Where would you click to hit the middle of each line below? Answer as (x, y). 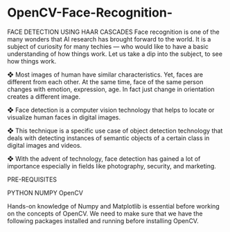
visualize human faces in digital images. (64, 117)
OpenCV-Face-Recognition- (90, 13)
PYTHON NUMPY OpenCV (45, 193)
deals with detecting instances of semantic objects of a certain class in (108, 138)
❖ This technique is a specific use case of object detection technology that (115, 130)
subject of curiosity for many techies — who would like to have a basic (108, 46)
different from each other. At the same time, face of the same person (105, 81)
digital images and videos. (44, 145)
